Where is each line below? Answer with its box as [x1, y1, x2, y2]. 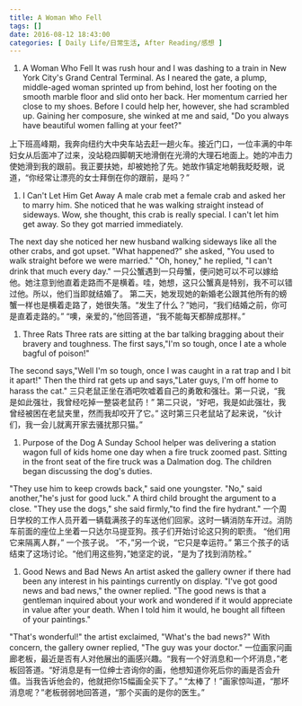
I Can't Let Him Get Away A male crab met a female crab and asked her [22, 190, 286, 201]
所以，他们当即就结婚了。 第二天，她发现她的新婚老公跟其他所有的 [32, 288, 280, 299]
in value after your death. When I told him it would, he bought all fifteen [22, 605, 286, 615]
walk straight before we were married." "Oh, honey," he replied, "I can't [9, 255, 272, 266]
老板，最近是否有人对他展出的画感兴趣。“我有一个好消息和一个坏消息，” [16, 653, 280, 665]
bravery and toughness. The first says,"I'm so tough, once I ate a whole [22, 339, 288, 349]
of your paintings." [22, 614, 92, 625]
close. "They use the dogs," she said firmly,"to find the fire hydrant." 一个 [9, 504, 280, 515]
